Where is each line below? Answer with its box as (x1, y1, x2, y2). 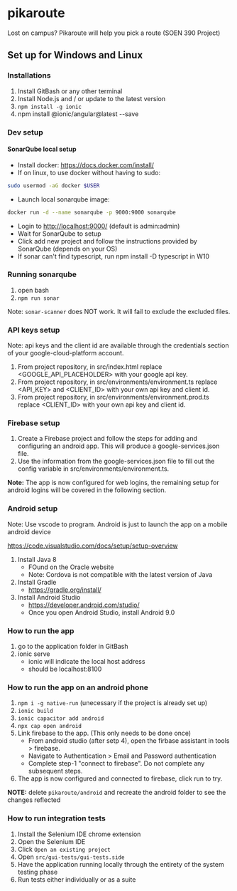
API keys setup (7, 325, 60, 335)
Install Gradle (17, 578, 57, 586)
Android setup (7, 504, 58, 514)
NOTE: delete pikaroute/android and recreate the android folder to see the (7, 788, 226, 797)
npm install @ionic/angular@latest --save (17, 109, 139, 118)
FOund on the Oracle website (28, 563, 114, 571)
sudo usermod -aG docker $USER (7, 182, 100, 189)
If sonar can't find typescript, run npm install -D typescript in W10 (17, 251, 210, 261)
